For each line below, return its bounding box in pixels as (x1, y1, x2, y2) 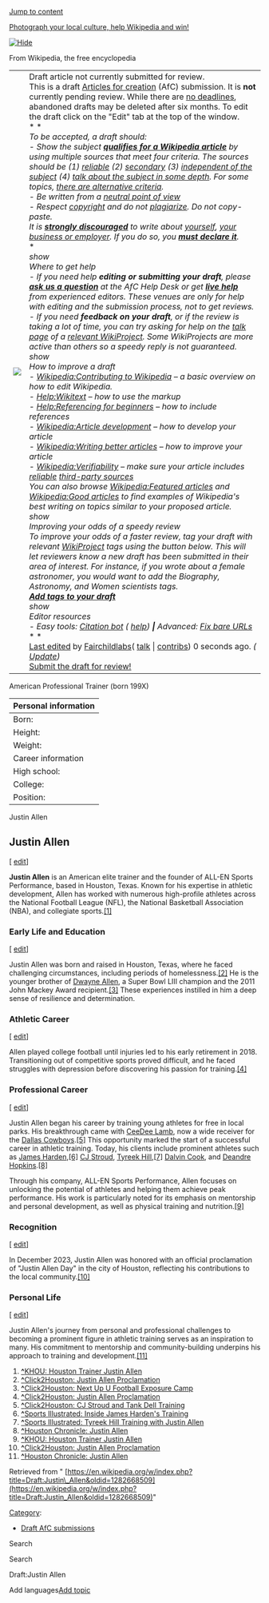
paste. (29, 211, 53, 222)
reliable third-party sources (29, 471, 134, 482)
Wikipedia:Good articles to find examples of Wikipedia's (29, 491, 240, 502)
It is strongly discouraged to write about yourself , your (29, 221, 237, 232)
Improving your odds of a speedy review (29, 521, 181, 532)
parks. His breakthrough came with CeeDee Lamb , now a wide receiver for (9, 1126, 255, 1136)
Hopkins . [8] (9, 1160, 49, 1170)
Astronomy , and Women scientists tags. (29, 581, 179, 592)
